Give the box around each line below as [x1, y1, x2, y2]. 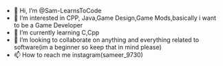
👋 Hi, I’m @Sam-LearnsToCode [13, 7, 102, 14]
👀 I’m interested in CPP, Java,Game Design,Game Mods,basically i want [13, 14, 217, 22]
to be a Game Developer [13, 21, 83, 29]
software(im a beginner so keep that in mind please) [13, 43, 162, 51]
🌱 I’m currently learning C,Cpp [13, 28, 100, 36]
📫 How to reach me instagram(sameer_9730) [13, 51, 143, 58]
